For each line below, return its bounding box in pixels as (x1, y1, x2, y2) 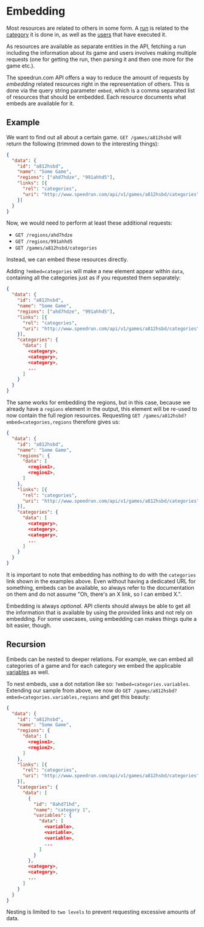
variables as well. (6, 668, 50, 676)
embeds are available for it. (6, 99, 75, 107)
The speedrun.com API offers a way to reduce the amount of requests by (6, 74, 189, 81)
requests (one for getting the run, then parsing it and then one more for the (6, 55, 194, 63)
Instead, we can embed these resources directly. (6, 256, 129, 263)
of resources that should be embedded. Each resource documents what (6, 93, 186, 100)
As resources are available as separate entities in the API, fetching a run (6, 43, 186, 50)
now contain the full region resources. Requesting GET (6, 412, 141, 419)
